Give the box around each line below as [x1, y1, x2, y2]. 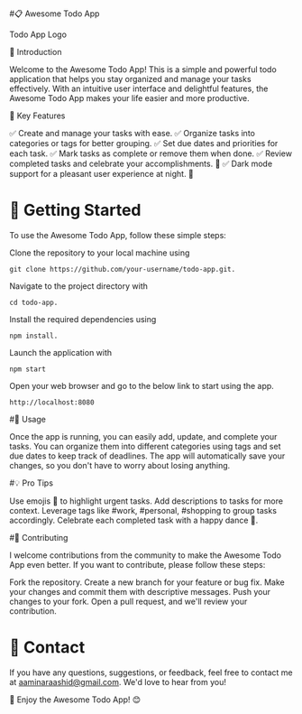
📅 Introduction [9, 47, 62, 57]
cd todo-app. [9, 298, 59, 307]
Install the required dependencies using [9, 313, 157, 324]
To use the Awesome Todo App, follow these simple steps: [9, 229, 227, 240]
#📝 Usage [9, 413, 47, 424]
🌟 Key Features [9, 110, 66, 121]
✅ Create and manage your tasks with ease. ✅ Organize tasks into [9, 128, 255, 138]
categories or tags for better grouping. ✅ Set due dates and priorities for [9, 138, 279, 148]
